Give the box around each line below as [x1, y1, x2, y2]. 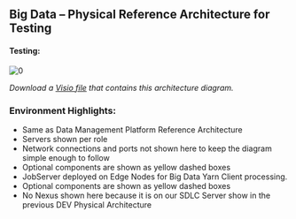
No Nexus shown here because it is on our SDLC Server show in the [21, 190, 271, 200]
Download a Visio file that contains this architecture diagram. [9, 82, 234, 93]
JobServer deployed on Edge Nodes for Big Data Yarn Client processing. [21, 171, 288, 182]
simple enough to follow [21, 152, 111, 162]
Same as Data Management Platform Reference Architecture [21, 124, 243, 135]
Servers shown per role [21, 133, 108, 144]
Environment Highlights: [9, 104, 117, 117]
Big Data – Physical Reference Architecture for [9, 7, 270, 22]
